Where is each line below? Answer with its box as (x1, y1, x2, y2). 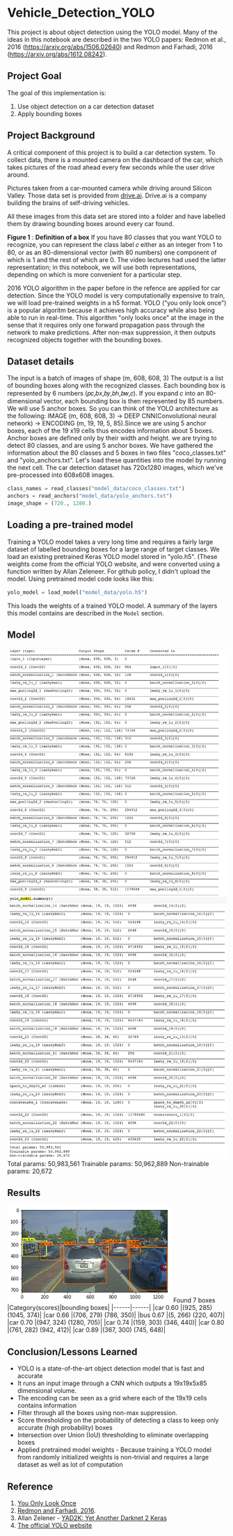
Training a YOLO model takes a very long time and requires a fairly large (7, 537, 214, 546)
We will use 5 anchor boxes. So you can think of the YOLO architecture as (7, 405, 218, 413)
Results (7, 1187, 41, 1199)
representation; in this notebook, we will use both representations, (7, 263, 197, 271)
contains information (17, 1401, 77, 1409)
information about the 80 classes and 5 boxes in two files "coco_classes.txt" (7, 448, 226, 457)
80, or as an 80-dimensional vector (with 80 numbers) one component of (7, 248, 217, 257)
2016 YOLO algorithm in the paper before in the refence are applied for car (7, 284, 220, 292)
